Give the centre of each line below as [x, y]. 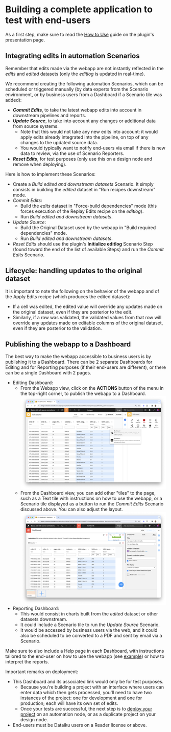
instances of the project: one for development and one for [81, 698]
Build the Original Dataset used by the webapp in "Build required [88, 227]
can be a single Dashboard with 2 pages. [48, 373]
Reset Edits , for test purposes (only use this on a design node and [82, 159]
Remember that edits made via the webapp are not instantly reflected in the [85, 68]
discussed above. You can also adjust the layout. [72, 509]
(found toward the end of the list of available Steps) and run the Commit [88, 249]
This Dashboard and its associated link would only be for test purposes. [88, 681]
